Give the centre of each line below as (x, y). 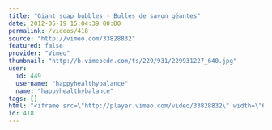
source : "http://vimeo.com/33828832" (72, 38)
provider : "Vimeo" (39, 53)
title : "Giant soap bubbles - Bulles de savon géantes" (104, 16)
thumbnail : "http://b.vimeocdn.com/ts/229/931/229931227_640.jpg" (123, 61)
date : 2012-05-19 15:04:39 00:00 (65, 23)
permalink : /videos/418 (49, 31)
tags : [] (23, 99)
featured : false (36, 46)
